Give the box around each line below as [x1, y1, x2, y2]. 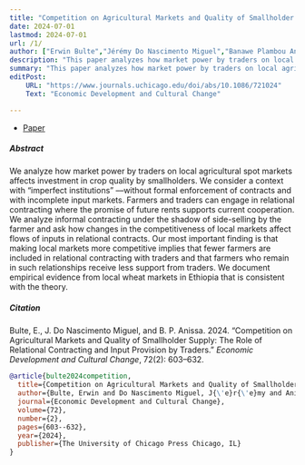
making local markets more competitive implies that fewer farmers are [9, 242, 271, 254]
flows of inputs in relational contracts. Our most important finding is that [9, 233, 279, 244]
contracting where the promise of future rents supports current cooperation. [9, 204, 295, 215]
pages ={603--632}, [17, 422, 88, 431]
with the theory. [9, 282, 68, 292]
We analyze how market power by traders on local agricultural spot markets [9, 165, 293, 177]
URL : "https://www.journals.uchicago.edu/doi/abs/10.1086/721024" [25, 81, 282, 90]
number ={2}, [17, 414, 64, 423]
